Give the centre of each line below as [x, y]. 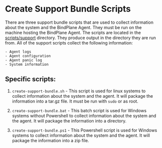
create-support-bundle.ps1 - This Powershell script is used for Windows [85, 130]
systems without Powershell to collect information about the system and [84, 116]
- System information [27, 64]
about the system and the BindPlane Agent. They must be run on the [73, 27]
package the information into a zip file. [50, 140]
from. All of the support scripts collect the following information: [69, 43]
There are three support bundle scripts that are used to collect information [79, 22]
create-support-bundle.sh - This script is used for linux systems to [79, 91]
